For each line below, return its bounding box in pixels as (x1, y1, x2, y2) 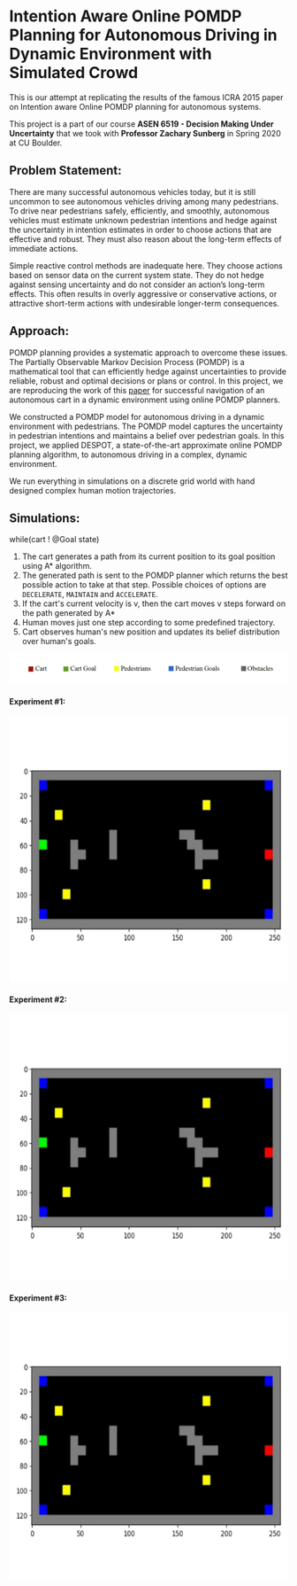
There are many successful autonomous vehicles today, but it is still (9, 186, 256, 197)
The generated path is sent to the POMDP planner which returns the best (21, 570, 288, 581)
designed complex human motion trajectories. (9, 485, 177, 495)
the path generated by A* (21, 608, 116, 618)
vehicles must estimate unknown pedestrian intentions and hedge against (9, 214, 278, 225)
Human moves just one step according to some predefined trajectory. (21, 618, 276, 628)
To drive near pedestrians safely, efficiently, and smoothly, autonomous (9, 206, 270, 216)
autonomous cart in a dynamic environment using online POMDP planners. (9, 394, 281, 405)
